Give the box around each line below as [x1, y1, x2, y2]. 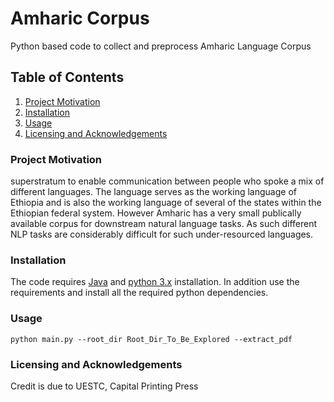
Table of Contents [10, 69, 125, 86]
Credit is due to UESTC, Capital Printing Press [10, 380, 199, 392]
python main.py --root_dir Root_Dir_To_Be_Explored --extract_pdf [10, 334, 293, 344]
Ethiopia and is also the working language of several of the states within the [10, 197, 322, 209]
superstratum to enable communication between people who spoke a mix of [10, 175, 325, 187]
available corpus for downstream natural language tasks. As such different [10, 218, 318, 230]
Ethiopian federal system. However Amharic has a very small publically [10, 207, 302, 219]
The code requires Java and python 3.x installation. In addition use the [10, 276, 300, 288]
